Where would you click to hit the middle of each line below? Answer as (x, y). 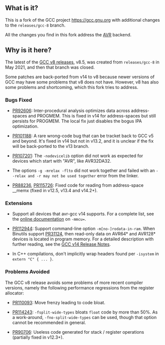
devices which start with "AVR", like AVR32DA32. (62, 161)
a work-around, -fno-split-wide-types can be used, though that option (84, 317)
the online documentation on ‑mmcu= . (49, 219)
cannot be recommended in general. (49, 322)
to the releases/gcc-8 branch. (35, 25)
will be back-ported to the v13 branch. (51, 146)
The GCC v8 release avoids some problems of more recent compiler (74, 283)
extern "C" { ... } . (33, 259)
